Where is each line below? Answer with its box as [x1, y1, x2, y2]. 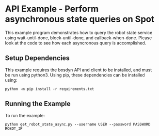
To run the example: [5, 112, 45, 118]
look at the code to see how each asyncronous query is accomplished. [5, 40, 146, 45]
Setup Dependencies [5, 54, 70, 62]
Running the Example [5, 100, 71, 108]
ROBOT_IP [5, 126, 23, 131]
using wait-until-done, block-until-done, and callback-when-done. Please [5, 35, 152, 41]
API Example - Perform [5, 3, 99, 15]
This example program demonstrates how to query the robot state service [5, 30, 153, 35]
